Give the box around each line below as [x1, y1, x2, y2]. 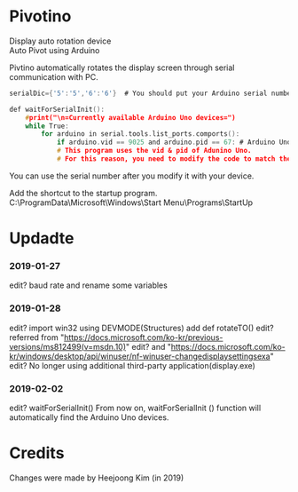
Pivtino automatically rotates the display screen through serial [9, 62, 235, 73]
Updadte [9, 228, 74, 249]
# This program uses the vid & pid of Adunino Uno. [56, 147, 252, 155]
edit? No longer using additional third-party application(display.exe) [9, 360, 255, 370]
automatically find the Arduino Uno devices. [9, 412, 169, 423]
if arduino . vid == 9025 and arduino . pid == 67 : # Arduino [56, 138, 276, 147]
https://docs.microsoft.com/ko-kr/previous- [63, 331, 223, 343]
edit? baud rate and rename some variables [9, 280, 169, 290]
